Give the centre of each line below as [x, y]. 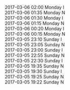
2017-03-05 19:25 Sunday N [34, 77]
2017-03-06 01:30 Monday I [34, 18]
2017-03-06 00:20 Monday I [34, 29]
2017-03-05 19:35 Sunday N [34, 66]
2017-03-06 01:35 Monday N [35, 13]
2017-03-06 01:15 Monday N [34, 23]
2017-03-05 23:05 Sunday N [35, 44]
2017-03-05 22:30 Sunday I [34, 61]
